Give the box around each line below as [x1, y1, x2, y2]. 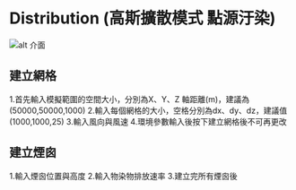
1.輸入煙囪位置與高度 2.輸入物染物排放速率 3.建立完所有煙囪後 [9, 170, 238, 181]
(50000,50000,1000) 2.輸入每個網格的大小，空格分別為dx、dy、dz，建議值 [9, 105, 288, 116]
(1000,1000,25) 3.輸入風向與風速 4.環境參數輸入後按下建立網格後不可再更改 [9, 116, 287, 126]
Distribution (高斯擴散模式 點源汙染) [9, 8, 276, 29]
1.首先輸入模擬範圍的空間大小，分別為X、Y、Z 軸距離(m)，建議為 [9, 93, 249, 104]
